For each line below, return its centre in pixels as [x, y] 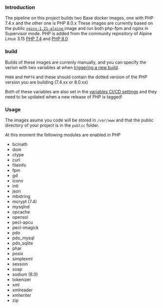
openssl [20, 217]
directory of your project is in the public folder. [52, 125]
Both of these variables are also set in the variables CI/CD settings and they [81, 92]
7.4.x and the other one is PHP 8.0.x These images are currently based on [79, 23]
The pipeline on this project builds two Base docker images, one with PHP [79, 18]
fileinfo [19, 165]
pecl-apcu [22, 222]
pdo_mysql [23, 238]
